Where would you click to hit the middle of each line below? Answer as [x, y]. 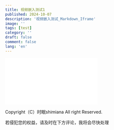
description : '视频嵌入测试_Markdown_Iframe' [51, 19]
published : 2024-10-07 [28, 14]
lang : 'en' [16, 46]
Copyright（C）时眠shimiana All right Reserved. [54, 112]
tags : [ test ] [19, 28]
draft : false [19, 38]
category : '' [19, 33]
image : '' [15, 23]
